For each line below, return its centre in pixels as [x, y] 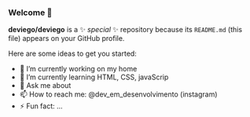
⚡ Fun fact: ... [41, 106]
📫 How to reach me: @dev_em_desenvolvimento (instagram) [118, 94]
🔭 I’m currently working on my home [78, 69]
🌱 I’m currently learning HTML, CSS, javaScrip [94, 77]
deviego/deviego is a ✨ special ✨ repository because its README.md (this [125, 30]
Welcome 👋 [30, 13]
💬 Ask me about [45, 86]
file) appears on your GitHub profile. [66, 38]
